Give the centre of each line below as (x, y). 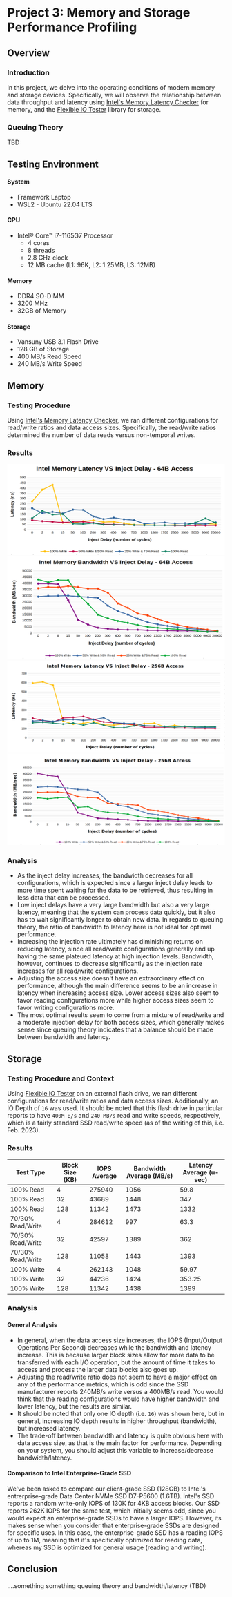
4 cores (38, 242)
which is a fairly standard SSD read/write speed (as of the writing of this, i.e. (116, 1123)
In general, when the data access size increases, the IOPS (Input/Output (120, 1340)
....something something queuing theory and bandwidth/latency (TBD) (107, 1585)
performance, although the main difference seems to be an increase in (117, 986)
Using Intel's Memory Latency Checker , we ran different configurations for (113, 420)
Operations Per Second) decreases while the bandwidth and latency (114, 1347)
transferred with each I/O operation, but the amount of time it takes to (116, 1362)
